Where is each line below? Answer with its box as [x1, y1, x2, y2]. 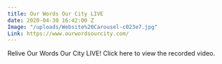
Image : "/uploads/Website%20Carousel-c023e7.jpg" [7, 23, 158, 30]
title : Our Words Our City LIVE [7, 10, 104, 18]
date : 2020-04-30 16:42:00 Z [7, 17, 94, 24]
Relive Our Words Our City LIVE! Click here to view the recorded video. [7, 49, 216, 58]
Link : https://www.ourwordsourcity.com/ [7, 30, 130, 37]
